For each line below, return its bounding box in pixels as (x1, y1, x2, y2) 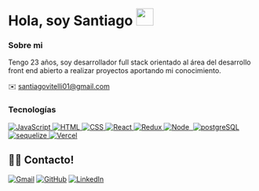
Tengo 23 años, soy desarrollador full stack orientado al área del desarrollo (8, 57, 251, 67)
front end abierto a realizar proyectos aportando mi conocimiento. (8, 66, 221, 75)
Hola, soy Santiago (8, 12, 133, 30)
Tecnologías (8, 105, 57, 116)
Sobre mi (8, 40, 43, 51)
